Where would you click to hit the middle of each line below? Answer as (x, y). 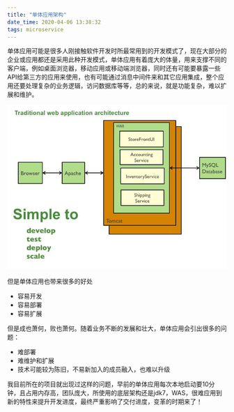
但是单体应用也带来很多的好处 (50, 282)
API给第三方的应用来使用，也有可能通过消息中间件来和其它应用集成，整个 (113, 77)
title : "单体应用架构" (37, 15)
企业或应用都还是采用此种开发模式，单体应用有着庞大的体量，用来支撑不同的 (117, 60)
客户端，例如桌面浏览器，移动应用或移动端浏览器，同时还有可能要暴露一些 (114, 68)
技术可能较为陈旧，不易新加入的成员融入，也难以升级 (94, 369)
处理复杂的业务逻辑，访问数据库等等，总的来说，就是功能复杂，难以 (123, 86)
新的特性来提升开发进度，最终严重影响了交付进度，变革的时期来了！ (105, 402)
